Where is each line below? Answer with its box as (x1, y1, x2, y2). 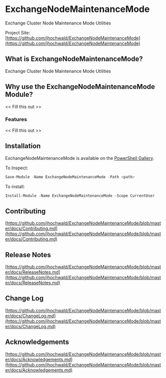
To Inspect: (5, 165, 28, 171)
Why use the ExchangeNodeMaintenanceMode (5, 82, 156, 91)
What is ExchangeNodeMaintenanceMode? (5, 55, 143, 63)
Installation (5, 142, 41, 150)
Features (5, 116, 27, 123)
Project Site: (5, 29, 30, 35)
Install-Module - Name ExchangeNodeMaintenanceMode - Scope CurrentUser (5, 193, 155, 198)
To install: (5, 183, 25, 189)
